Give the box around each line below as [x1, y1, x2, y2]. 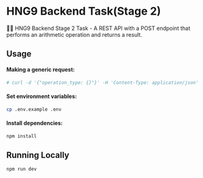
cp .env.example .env [6, 106, 62, 113]
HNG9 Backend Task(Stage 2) [6, 4, 161, 18]
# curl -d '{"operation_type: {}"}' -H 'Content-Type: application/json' [6, 80, 199, 86]
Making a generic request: [6, 65, 75, 73]
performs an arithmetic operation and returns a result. [6, 31, 142, 38]
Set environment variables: [6, 93, 77, 100]
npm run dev [6, 166, 37, 172]
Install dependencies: [6, 119, 63, 127]
